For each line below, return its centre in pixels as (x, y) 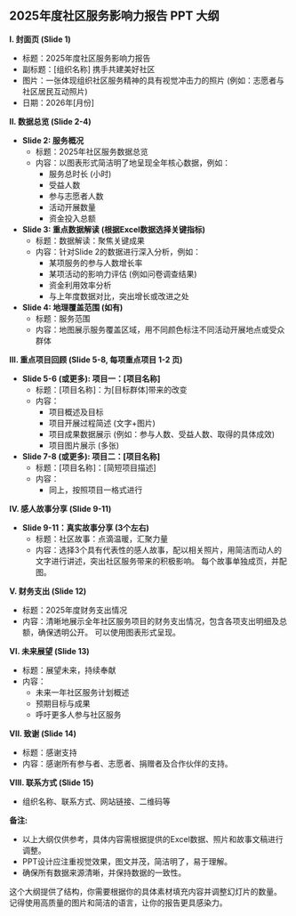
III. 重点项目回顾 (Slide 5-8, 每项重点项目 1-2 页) (96, 360)
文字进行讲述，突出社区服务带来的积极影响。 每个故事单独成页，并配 (161, 561)
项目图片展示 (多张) (84, 445)
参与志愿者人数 (76, 196)
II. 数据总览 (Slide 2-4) (50, 121)
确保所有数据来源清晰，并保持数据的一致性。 (104, 872)
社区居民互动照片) (55, 91)
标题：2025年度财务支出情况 (75, 610)
